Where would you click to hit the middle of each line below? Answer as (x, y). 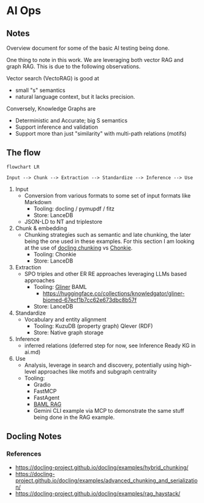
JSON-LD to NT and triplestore (63, 221)
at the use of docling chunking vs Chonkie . (78, 248)
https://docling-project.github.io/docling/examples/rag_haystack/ (98, 493)
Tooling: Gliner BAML (60, 286)
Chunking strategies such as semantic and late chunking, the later (108, 234)
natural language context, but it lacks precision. (75, 97)
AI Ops (24, 11)
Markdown (38, 202)
